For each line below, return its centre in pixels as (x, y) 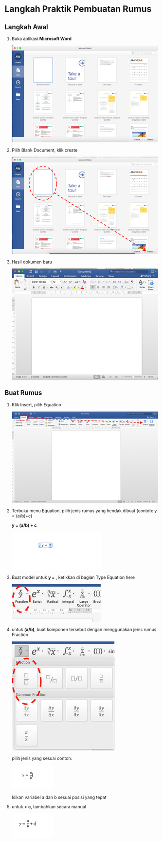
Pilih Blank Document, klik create (45, 150)
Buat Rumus (23, 393)
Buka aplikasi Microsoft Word (41, 38)
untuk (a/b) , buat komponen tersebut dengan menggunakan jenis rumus (84, 629)
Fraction (20, 634)
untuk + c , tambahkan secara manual (49, 806)
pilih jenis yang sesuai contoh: (42, 758)
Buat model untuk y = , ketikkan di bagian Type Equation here (73, 577)
